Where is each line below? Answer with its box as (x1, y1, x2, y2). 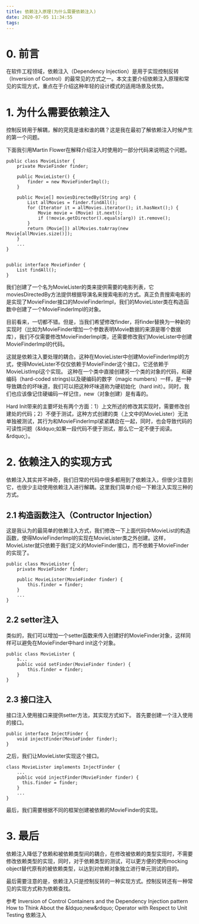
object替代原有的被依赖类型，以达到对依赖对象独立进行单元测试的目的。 (6, 865, 182, 872)
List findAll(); (17, 267, 57, 273)
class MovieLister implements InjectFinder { (6, 764, 120, 770)
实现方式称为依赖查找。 (16, 885, 74, 892)
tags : (6, 20, 20, 26)
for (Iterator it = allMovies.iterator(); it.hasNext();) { (27, 205, 179, 211)
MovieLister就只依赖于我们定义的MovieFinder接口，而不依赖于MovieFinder (6, 542, 189, 549)
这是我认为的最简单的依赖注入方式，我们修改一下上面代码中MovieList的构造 (6, 527, 191, 534)
